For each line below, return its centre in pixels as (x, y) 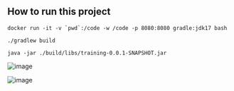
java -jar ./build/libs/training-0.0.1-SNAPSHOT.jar (87, 53)
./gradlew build (31, 41)
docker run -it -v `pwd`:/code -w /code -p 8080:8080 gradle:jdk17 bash (117, 28)
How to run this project (59, 12)
